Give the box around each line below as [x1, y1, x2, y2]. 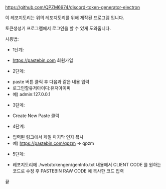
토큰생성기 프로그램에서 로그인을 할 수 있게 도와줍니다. [5, 25, 111, 31]
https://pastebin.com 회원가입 [12, 57, 74, 63]
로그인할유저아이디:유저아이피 [12, 85, 71, 91]
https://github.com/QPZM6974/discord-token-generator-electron [5, 5, 140, 10]
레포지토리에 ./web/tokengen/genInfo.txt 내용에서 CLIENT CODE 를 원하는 [12, 162, 161, 167]
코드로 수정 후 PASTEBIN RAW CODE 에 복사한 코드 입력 [12, 168, 124, 174]
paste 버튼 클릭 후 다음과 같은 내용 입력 [12, 79, 90, 84]
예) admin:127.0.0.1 [12, 91, 51, 97]
